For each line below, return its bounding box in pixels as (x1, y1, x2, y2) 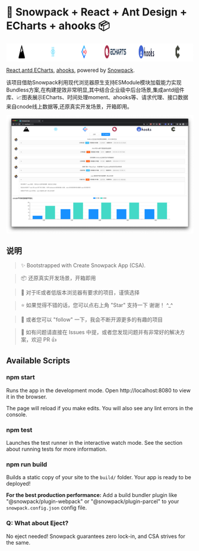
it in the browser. (6, 393, 48, 400)
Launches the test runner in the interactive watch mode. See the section (6, 439, 183, 446)
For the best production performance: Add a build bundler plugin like (6, 492, 177, 499)
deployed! (6, 480, 31, 487)
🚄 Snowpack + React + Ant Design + (6, 5, 187, 19)
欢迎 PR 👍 (31, 336, 57, 343)
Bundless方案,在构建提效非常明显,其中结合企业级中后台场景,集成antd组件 (6, 86, 185, 93)
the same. (6, 539, 31, 546)
